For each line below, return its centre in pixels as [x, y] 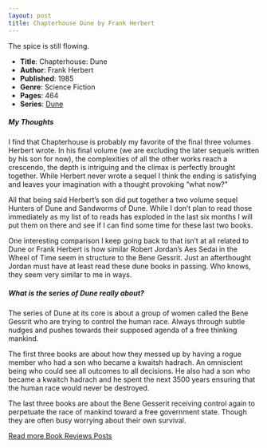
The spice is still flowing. [49, 46]
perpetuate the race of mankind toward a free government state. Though [128, 412]
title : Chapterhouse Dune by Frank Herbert [82, 23]
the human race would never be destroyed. [79, 388]
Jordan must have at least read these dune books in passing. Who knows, [130, 266]
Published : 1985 [47, 78]
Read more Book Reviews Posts [60, 436]
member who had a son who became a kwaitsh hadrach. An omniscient [126, 363]
